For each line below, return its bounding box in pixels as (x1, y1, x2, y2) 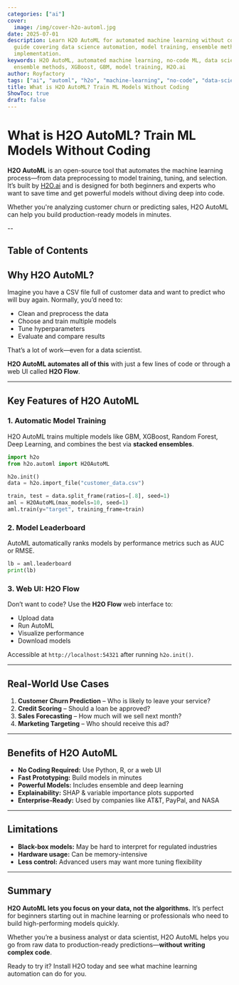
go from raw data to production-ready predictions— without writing (7, 940, 206, 949)
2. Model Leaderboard (7, 522, 85, 532)
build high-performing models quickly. (7, 919, 119, 927)
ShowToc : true (7, 90, 50, 97)
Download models (17, 636, 71, 645)
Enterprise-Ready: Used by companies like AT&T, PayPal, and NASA (17, 796, 220, 805)
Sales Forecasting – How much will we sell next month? (17, 712, 182, 720)
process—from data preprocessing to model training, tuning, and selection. (7, 173, 228, 182)
